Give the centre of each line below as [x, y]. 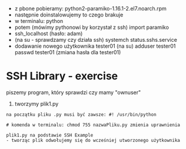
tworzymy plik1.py [36, 104]
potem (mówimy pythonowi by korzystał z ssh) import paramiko [92, 27]
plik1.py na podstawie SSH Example [50, 135]
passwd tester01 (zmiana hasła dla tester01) [68, 52]
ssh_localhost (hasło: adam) [49, 34]
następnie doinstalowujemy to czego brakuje [69, 15]
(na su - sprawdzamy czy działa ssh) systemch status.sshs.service [96, 40]
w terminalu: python [39, 21]
